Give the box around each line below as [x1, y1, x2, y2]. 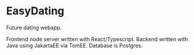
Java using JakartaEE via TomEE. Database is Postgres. [6, 42, 143, 49]
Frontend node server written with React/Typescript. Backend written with [6, 35, 188, 42]
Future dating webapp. [6, 24, 62, 31]
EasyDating [6, 4, 64, 18]
